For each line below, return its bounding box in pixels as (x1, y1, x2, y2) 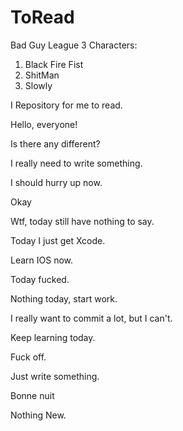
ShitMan (24, 69, 60, 81)
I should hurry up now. (10, 176, 103, 188)
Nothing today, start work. (10, 292, 118, 305)
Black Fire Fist (24, 58, 84, 70)
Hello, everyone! (10, 118, 78, 130)
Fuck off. (10, 351, 47, 363)
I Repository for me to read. (10, 99, 123, 111)
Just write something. (10, 370, 100, 382)
